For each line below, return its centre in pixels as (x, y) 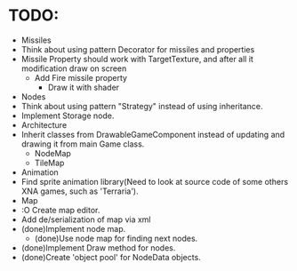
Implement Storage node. (68, 116)
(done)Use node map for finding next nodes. (116, 238)
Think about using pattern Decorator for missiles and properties (138, 49)
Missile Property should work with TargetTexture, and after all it (137, 59)
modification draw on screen (74, 68)
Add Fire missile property (81, 77)
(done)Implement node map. (73, 228)
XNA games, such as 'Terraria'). (80, 191)
